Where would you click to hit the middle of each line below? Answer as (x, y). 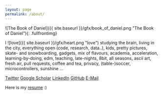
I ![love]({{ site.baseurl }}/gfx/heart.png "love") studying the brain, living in (80, 42)
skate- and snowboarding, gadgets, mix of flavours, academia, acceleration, (82, 53)
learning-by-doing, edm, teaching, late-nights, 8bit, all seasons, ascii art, (78, 58)
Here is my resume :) (26, 87)
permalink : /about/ (25, 14)
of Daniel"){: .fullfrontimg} (31, 33)
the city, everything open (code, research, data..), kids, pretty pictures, (76, 48)
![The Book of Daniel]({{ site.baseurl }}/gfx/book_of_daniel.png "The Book (79, 28)
